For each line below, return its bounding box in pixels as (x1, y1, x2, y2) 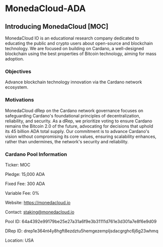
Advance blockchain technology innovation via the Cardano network (5, 79, 142, 85)
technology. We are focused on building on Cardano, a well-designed (5, 46, 145, 51)
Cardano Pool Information (5, 151, 67, 157)
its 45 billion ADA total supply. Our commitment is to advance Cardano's (5, 128, 150, 134)
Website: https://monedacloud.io (5, 199, 71, 205)
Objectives (5, 68, 32, 75)
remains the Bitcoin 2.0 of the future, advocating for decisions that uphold (5, 123, 153, 129)
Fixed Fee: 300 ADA (5, 181, 45, 187)
